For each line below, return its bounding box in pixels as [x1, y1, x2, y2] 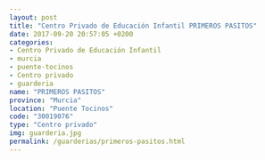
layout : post [9, 12, 58, 22]
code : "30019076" [9, 112, 74, 121]
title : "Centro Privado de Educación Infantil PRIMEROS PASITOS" [9, 21, 257, 30]
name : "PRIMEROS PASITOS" [9, 87, 105, 96]
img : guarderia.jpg [9, 129, 82, 138]
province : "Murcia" [9, 95, 82, 105]
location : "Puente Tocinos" [9, 104, 114, 113]
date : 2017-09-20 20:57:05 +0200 [9, 29, 134, 38]
